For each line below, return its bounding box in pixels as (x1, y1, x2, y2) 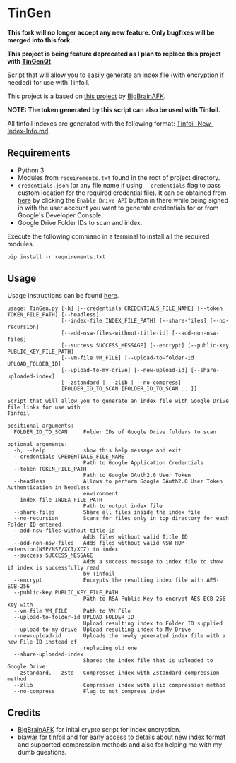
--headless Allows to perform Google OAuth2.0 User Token (13, 478, 223, 485)
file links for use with (7, 404, 81, 411)
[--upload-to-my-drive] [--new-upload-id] (61, 366, 189, 373)
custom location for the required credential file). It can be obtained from (17, 188, 227, 197)
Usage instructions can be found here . (7, 291, 119, 299)
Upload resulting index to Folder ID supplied (83, 620, 223, 627)
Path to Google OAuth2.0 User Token (83, 471, 191, 479)
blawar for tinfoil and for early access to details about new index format (17, 733, 226, 742)
